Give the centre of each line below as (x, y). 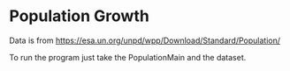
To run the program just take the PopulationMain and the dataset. (128, 57)
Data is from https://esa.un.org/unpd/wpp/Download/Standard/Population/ (145, 40)
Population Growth (80, 16)
